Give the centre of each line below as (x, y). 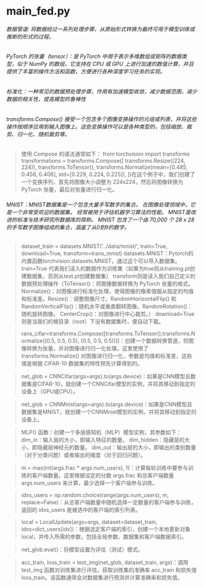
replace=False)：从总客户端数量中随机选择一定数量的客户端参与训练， (109, 502)
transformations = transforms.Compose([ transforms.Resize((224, (103, 161)
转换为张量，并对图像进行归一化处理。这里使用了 (87, 349)
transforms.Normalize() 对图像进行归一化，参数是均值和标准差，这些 (107, 356)
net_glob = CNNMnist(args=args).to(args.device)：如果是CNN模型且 (107, 404)
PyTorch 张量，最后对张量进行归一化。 (69, 189)
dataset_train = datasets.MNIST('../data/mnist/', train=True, (94, 246)
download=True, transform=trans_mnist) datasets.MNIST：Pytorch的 (107, 254)
